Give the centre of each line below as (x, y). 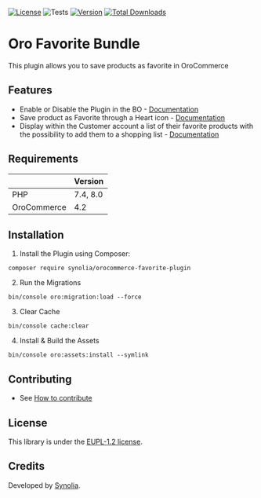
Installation (36, 234)
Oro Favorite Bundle (74, 44)
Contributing (40, 379)
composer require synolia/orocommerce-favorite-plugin (100, 268)
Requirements (43, 159)
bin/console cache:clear (49, 326)
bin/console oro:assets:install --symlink (78, 355)
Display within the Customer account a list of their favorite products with (136, 126)
